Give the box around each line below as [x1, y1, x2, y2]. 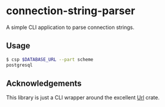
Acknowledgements [6, 78, 82, 88]
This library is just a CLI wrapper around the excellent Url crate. [6, 94, 160, 101]
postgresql [6, 62, 33, 68]
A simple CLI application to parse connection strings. [6, 24, 134, 31]
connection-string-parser [6, 4, 136, 18]
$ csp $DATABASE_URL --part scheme [6, 56, 94, 63]
